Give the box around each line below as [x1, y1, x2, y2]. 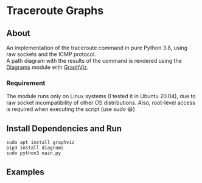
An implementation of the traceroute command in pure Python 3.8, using [6, 44, 187, 51]
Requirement [6, 79, 46, 87]
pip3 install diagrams [6, 145, 64, 151]
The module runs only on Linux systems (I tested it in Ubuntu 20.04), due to [6, 93, 196, 100]
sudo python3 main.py [6, 150, 61, 156]
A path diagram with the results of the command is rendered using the [6, 57, 183, 64]
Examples [6, 167, 44, 177]
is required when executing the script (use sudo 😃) [6, 106, 135, 113]
